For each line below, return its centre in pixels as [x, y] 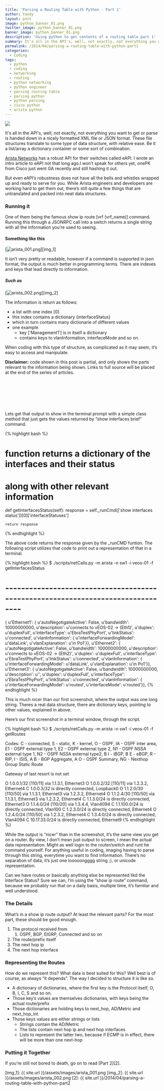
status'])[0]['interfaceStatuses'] [37, 515]
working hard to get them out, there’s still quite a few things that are [73, 188]
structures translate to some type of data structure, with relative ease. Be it [81, 143]
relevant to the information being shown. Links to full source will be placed [80, 367]
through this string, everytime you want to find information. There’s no [75, 855]
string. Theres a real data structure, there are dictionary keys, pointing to [78, 705]
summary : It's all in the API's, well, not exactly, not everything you [81, 42]
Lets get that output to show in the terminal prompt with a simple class [76, 414]
